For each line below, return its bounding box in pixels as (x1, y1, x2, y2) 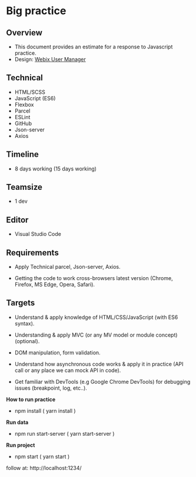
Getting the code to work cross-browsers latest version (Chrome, (14, 275, 173, 282)
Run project (6, 441, 35, 449)
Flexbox (14, 101, 34, 108)
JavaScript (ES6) (14, 94, 56, 101)
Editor (6, 215, 29, 225)
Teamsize (6, 182, 43, 192)
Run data (6, 419, 29, 426)
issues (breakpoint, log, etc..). (14, 384, 87, 392)
